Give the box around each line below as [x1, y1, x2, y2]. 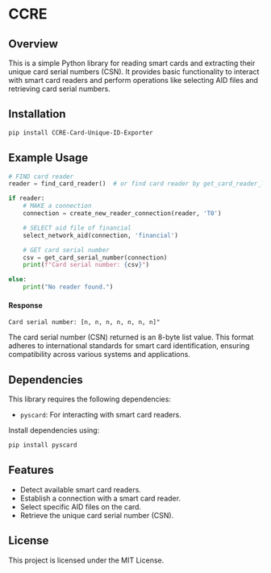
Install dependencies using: [8, 426, 100, 435]
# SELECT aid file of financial [23, 223, 131, 232]
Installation [8, 107, 66, 121]
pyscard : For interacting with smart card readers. [19, 410, 181, 420]
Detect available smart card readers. [19, 484, 141, 494]
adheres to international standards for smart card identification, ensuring [8, 341, 250, 351]
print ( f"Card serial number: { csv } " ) [23, 261, 150, 269]
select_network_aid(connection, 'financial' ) [23, 231, 179, 239]
